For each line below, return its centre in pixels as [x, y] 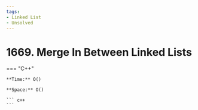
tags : [13, 12]
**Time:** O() [24, 80]
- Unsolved [20, 23]
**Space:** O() [25, 90]
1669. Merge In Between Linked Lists [99, 52]
